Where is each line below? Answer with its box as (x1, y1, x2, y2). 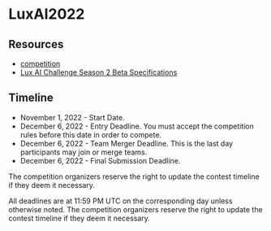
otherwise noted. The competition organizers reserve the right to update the (8, 204, 263, 214)
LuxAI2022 (8, 5, 85, 24)
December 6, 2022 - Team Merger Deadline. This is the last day (19, 138, 234, 148)
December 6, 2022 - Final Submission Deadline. (19, 155, 181, 165)
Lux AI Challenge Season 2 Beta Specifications (19, 68, 178, 77)
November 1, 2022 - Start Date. (19, 112, 125, 122)
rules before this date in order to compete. (19, 129, 162, 139)
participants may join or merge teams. (19, 147, 148, 157)
